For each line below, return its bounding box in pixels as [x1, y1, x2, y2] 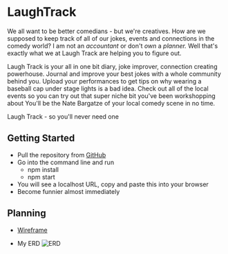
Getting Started [7, 133, 75, 144]
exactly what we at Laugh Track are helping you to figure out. [7, 49, 182, 57]
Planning [7, 208, 46, 219]
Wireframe [17, 226, 48, 234]
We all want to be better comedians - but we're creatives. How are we [7, 27, 206, 35]
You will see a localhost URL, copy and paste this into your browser [17, 180, 209, 188]
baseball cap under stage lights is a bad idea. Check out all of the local [7, 84, 209, 92]
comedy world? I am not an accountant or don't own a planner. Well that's [7, 41, 218, 50]
